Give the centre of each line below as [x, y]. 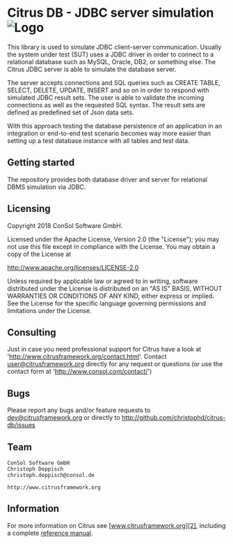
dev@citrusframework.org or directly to [64, 418]
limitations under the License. [49, 310]
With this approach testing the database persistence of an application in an [115, 126]
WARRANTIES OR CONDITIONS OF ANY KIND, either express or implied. [111, 296]
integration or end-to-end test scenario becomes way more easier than [109, 133]
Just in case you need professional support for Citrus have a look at [104, 349]
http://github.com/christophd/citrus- [174, 418]
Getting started [41, 163]
